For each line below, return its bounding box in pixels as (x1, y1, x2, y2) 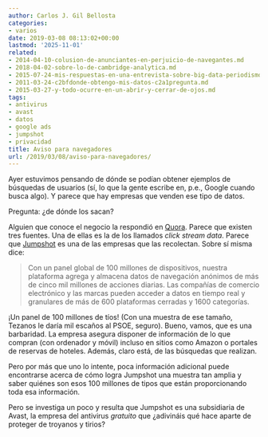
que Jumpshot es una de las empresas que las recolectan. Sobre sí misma (8, 239, 253, 249)
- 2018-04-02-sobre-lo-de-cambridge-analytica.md (8, 64, 177, 72)
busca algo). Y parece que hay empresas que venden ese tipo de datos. (8, 191, 245, 201)
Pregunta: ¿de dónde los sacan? (8, 207, 114, 216)
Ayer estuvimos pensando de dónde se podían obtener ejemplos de (8, 175, 231, 184)
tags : (8, 93, 26, 101)
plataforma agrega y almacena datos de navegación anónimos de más (27, 272, 259, 281)
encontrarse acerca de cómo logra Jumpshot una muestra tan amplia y (8, 370, 242, 380)
